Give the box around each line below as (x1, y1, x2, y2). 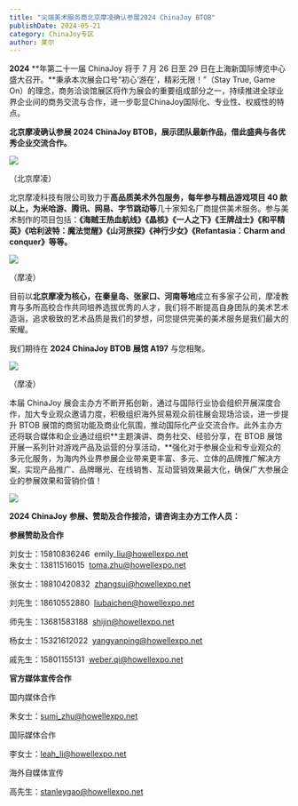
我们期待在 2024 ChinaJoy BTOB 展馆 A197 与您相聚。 (9, 343, 210, 354)
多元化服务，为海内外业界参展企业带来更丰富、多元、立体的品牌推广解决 (9, 453, 273, 464)
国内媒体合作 (9, 692, 56, 703)
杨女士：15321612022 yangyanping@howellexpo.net (9, 635, 203, 646)
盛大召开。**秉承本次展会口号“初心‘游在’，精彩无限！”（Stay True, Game (9, 75, 276, 85)
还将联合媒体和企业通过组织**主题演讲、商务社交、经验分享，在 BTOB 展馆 (9, 431, 283, 442)
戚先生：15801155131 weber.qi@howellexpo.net (9, 654, 184, 665)
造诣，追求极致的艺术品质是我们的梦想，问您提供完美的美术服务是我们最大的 (9, 313, 289, 324)
